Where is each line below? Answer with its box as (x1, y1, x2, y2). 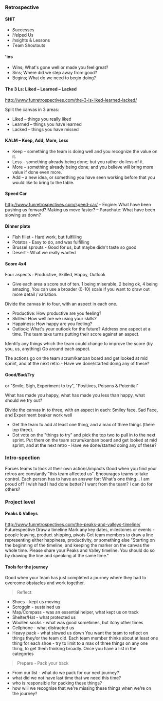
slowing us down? (5, 212, 41, 218)
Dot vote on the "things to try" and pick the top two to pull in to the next (12, 432, 156, 438)
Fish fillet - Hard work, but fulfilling (12, 234, 82, 240)
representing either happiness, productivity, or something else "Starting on (5, 537, 155, 543)
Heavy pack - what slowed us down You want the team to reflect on (12, 630, 148, 636)
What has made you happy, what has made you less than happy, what (5, 392, 145, 398)
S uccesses (12, 27, 35, 33)
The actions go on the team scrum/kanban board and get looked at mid (5, 355, 148, 361)
